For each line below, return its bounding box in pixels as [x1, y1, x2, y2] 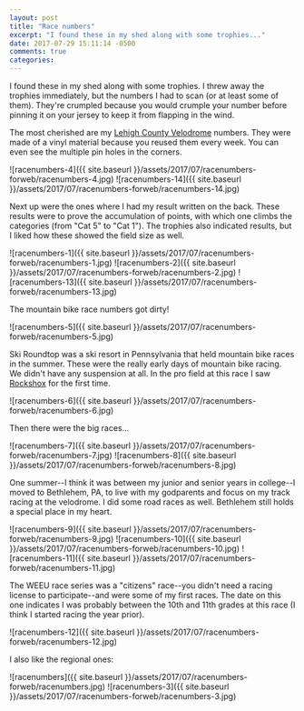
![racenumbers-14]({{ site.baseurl [115, 174, 242, 185]
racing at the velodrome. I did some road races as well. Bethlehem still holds [9, 496, 295, 507]
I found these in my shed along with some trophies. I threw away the [9, 81, 265, 91]
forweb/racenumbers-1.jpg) [9, 257, 113, 268]
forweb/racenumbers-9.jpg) [9, 534, 114, 544]
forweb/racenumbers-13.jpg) [9, 286, 118, 296]
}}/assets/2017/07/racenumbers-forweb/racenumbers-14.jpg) [9, 184, 240, 194]
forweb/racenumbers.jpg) [9, 681, 106, 692]
